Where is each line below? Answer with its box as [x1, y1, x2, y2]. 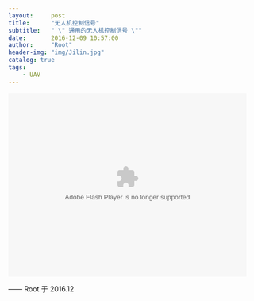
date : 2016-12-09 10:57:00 [8, 33, 119, 42]
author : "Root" [8, 41, 73, 49]
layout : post [8, 11, 66, 20]
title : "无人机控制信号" [8, 19, 100, 27]
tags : [8, 64, 26, 71]
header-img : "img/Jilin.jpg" [8, 48, 105, 56]
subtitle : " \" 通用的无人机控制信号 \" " [8, 26, 143, 34]
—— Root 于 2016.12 [8, 284, 75, 294]
